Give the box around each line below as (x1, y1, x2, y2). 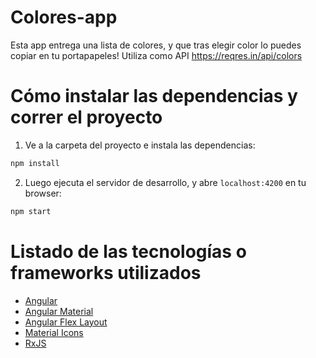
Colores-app (10, 6, 118, 29)
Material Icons (24, 326, 84, 338)
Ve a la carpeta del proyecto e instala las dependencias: (24, 139, 256, 151)
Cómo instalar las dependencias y (10, 85, 298, 108)
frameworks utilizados (10, 261, 202, 284)
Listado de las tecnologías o (10, 240, 247, 263)
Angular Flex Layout (24, 316, 108, 328)
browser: (24, 187, 62, 199)
